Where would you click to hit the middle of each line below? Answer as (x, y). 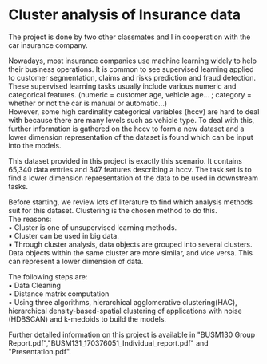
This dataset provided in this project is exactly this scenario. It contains (125, 160)
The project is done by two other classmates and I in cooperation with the (130, 37)
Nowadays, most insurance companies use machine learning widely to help (133, 61)
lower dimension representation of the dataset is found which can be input (131, 136)
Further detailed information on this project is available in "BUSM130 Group (132, 334)
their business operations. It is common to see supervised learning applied (131, 69)
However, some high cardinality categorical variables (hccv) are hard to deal (134, 111)
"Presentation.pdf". (40, 351)
